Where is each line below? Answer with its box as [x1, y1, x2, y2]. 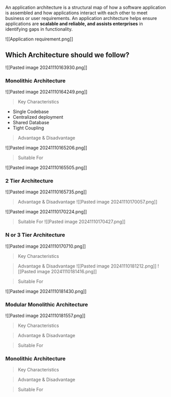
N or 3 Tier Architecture [5, 231, 65, 238]
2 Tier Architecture [5, 178, 54, 185]
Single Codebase [12, 108, 49, 115]
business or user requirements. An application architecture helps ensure [5, 15, 157, 21]
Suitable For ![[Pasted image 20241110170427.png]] [17, 218, 126, 225]
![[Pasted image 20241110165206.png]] [5, 145, 88, 151]
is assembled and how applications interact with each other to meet [5, 10, 148, 16]
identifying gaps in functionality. [5, 26, 73, 32]
